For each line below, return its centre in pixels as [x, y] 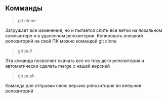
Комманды [24, 8]
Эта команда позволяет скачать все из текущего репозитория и [75, 61]
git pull [25, 51]
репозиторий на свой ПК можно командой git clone [61, 41]
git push [26, 76]
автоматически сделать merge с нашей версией [58, 66]
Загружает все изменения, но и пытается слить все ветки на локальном [84, 30]
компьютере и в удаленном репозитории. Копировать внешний [74, 35]
